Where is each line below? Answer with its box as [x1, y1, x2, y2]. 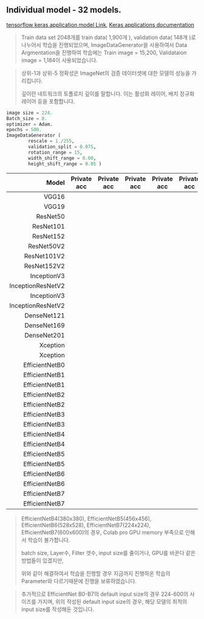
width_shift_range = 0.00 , [28, 155, 97, 161]
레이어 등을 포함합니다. [21, 97, 75, 105]
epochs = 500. [6, 127, 42, 133]
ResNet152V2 [24, 261, 65, 270]
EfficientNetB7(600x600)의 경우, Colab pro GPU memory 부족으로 [21, 528, 184, 536]
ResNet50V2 [28, 242, 65, 250]
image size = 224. [6, 110, 53, 116]
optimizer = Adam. [6, 121, 53, 127]
